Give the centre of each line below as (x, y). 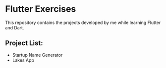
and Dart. (15, 27)
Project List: (24, 43)
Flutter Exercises (41, 9)
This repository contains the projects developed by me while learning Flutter (83, 23)
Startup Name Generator (37, 55)
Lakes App (23, 60)
